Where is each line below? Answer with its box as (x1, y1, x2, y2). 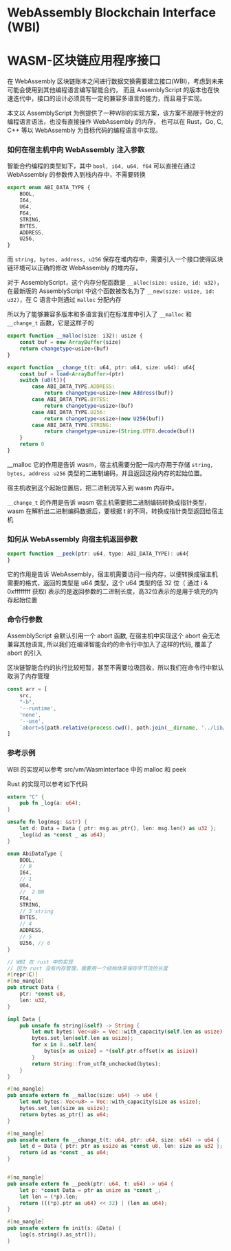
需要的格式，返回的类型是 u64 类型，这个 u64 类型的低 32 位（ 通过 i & (7, 578, 208, 587)
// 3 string (19, 908, 54, 915)
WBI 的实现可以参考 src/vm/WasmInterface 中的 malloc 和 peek (7, 765, 187, 773)
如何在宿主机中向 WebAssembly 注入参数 (7, 145, 145, 155)
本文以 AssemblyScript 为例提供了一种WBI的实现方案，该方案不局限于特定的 (7, 109, 223, 118)
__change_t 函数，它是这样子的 (7, 318, 94, 327)
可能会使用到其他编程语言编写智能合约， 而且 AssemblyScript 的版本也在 (7, 86, 214, 94)
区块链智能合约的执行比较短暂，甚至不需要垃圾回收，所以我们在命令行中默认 (7, 664, 224, 672)
